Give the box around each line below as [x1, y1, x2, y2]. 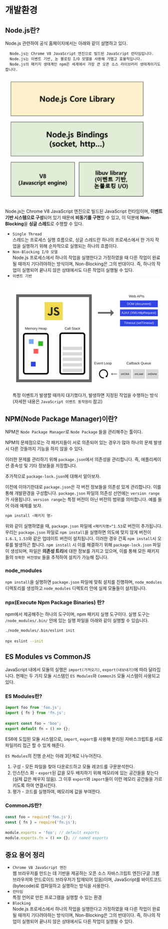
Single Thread [12, 232, 42, 237]
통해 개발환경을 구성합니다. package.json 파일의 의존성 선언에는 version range [5, 490, 160, 496]
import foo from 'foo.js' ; [5, 705, 61, 710]
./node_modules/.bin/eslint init [5, 628, 75, 633]
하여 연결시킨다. [25, 782, 57, 788]
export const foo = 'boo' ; [5, 721, 61, 726]
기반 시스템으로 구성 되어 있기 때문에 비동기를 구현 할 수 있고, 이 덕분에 [5, 215, 139, 220]
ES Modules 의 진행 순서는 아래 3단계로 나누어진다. [5, 753, 102, 759]
